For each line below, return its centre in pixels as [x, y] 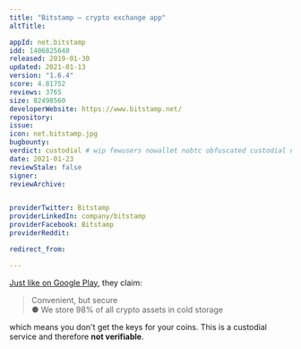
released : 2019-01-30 [50, 59]
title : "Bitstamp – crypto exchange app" [88, 17]
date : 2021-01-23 [42, 159]
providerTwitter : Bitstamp [60, 208]
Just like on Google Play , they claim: [76, 283]
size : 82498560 [38, 100]
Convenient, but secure [74, 300]
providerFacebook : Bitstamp [62, 225]
